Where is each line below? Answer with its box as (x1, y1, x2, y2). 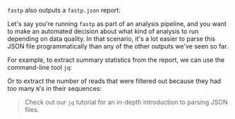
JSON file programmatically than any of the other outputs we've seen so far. (7, 42, 229, 50)
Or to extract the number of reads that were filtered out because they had (7, 77, 222, 85)
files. (24, 106, 40, 113)
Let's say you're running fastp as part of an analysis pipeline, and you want (7, 20, 227, 27)
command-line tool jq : (7, 63, 73, 71)
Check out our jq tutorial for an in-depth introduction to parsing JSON (24, 98, 228, 106)
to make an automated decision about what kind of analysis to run (7, 27, 199, 35)
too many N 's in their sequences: (7, 84, 102, 92)
